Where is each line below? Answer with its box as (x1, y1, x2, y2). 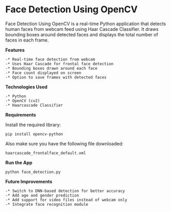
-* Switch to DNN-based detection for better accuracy (5, 188, 125, 194)
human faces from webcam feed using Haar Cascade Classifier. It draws (5, 26, 159, 32)
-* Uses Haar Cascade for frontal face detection (5, 61, 114, 66)
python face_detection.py (5, 169, 61, 175)
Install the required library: (5, 122, 61, 128)
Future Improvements (5, 178, 52, 184)
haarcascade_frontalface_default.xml (5, 150, 86, 156)
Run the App (5, 159, 32, 165)
